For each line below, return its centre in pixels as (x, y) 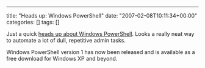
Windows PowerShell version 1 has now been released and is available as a (101, 52)
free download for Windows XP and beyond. (62, 59)
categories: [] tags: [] (33, 22)
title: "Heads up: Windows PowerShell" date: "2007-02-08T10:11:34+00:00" (102, 15)
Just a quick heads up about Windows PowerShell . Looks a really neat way (100, 34)
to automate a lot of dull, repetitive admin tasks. (66, 40)
